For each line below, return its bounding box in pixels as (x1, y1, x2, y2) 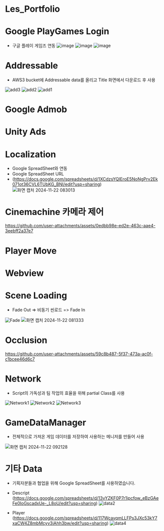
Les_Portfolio (5, 3, 60, 15)
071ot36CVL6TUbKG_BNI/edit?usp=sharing (12, 181, 100, 187)
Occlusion (5, 335, 47, 346)
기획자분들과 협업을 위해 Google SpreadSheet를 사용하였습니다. (12, 480, 136, 486)
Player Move (5, 245, 57, 256)
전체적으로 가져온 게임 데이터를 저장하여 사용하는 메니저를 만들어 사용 (12, 434, 144, 439)
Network (5, 373, 42, 384)
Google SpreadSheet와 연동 (12, 166, 68, 171)
